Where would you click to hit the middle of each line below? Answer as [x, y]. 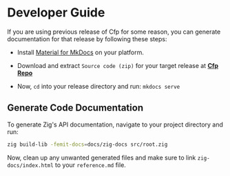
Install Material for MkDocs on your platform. [81, 52]
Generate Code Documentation [75, 108]
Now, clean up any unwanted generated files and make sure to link [102, 157]
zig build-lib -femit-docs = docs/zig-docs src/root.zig [87, 144]
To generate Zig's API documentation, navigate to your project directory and [115, 124]
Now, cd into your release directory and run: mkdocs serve [98, 86]
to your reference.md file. [90, 165]
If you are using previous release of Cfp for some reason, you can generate [114, 32]
